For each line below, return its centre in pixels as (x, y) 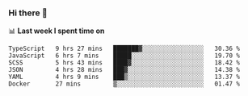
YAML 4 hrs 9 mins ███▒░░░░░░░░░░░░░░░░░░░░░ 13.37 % (124, 77)
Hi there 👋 (28, 13)
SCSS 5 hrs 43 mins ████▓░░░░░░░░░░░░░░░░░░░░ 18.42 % (124, 63)
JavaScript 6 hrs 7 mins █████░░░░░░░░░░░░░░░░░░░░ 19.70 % (124, 56)
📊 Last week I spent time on (57, 31)
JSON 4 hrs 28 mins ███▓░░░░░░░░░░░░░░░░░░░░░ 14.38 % (124, 70)
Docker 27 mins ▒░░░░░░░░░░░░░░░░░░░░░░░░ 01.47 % (124, 84)
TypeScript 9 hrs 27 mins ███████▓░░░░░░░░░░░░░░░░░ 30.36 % (124, 49)
